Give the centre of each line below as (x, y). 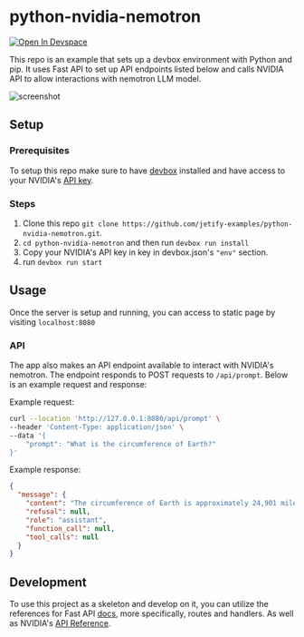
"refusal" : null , (58, 512)
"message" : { (42, 495)
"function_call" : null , (71, 528)
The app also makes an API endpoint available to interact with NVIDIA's (142, 366)
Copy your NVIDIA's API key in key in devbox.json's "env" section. (145, 252)
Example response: (45, 470)
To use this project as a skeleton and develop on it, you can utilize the (139, 604)
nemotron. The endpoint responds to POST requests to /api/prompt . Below (149, 375)
